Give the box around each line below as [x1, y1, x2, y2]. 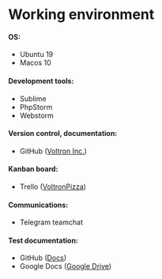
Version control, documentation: [8, 129, 118, 138]
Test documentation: [8, 236, 79, 245]
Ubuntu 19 [19, 50, 54, 59]
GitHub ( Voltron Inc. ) [19, 146, 87, 156]
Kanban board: [8, 164, 58, 174]
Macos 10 [19, 58, 51, 68]
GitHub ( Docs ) [19, 253, 67, 262]
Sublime [19, 93, 47, 104]
